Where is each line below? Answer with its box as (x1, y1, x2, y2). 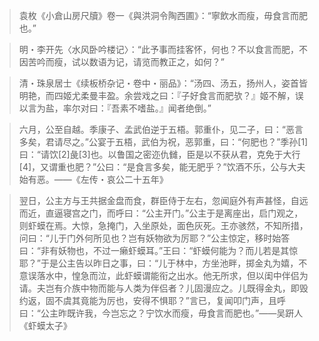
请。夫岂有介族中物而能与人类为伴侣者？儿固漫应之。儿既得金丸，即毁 (18, 282, 309, 294)
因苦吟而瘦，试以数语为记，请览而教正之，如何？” (18, 56, 225, 68)
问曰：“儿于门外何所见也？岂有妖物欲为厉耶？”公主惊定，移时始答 (18, 232, 291, 244)
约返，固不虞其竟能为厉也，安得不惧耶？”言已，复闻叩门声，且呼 (18, 295, 286, 306)
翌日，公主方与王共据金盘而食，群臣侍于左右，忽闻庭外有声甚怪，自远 (18, 195, 309, 206)
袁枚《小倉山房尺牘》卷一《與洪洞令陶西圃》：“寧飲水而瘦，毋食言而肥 (18, 10, 308, 21)
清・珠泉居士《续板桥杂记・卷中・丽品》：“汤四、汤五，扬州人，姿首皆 (18, 77, 308, 89)
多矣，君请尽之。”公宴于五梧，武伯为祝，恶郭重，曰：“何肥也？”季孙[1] (18, 136, 309, 148)
